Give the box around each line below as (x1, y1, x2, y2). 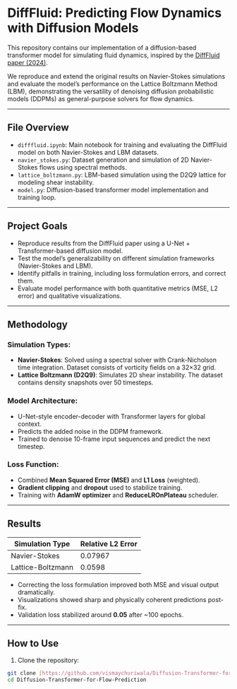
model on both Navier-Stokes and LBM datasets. (17, 148, 159, 156)
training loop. (17, 193, 56, 201)
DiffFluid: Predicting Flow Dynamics (7, 5, 222, 21)
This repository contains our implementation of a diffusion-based (7, 43, 197, 52)
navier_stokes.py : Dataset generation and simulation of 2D (17, 155, 189, 164)
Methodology (7, 318, 68, 330)
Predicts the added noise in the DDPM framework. (17, 427, 164, 435)
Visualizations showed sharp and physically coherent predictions (17, 595, 207, 603)
